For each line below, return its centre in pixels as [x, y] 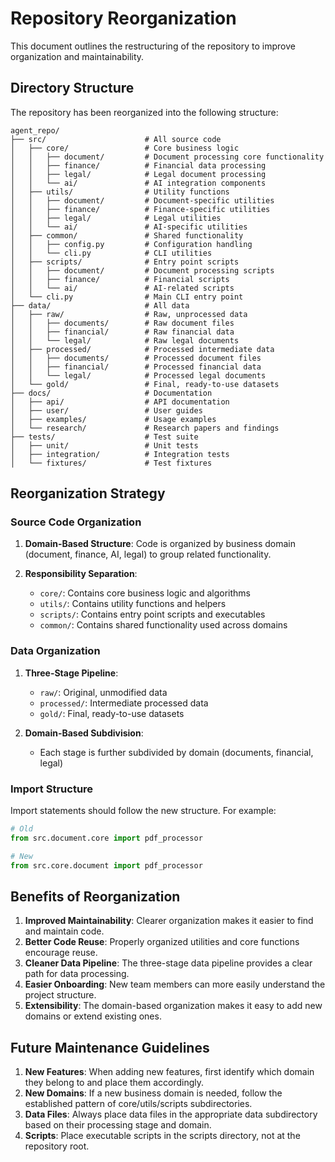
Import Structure [52, 789]
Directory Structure [72, 88]
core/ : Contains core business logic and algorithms [145, 593]
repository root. [57, 1146]
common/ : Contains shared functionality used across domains [163, 625]
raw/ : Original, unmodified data [103, 692]
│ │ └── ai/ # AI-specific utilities [129, 227]
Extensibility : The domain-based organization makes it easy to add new [173, 1006]
